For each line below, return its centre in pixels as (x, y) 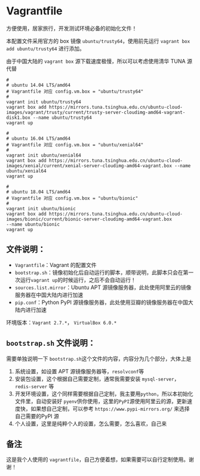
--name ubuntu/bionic (33, 224)
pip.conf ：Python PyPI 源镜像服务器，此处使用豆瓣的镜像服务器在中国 (101, 302)
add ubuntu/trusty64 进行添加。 (45, 48)
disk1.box (19, 118)
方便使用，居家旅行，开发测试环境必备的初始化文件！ (72, 28)
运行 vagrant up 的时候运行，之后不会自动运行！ (78, 280)
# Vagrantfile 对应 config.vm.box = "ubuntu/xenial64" (75, 145)
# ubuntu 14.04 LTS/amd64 (38, 85)
